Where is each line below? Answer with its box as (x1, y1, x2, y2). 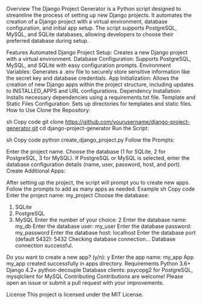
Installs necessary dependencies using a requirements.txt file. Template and (6, 93, 196, 101)
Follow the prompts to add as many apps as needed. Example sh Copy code (6, 185, 195, 192)
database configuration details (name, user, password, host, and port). (6, 161, 181, 168)
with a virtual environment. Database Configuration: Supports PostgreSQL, (6, 55, 191, 62)
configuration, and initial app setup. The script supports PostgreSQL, (6, 24, 177, 31)
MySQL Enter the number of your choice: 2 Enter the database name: (14, 217, 187, 223)
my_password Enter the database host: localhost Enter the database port (14, 229, 196, 236)
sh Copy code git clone (6, 118, 65, 125)
